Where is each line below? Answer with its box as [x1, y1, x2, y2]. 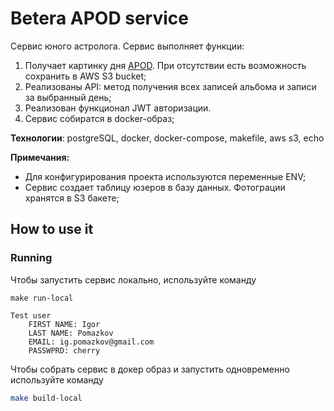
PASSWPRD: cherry [28, 345, 101, 356]
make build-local [10, 393, 83, 403]
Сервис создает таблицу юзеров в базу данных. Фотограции [24, 181, 286, 193]
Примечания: [10, 151, 70, 163]
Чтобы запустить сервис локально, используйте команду [10, 273, 257, 286]
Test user [10, 310, 52, 321]
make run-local [10, 293, 74, 303]
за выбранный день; [24, 91, 112, 103]
